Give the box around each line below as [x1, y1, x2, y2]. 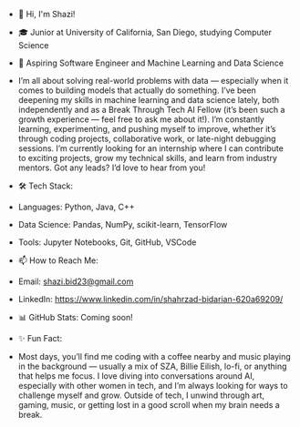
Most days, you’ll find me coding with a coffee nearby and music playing [17, 351, 292, 361]
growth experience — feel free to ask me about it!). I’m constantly [17, 114, 264, 125]
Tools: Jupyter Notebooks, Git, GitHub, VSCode [17, 237, 197, 248]
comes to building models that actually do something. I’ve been [17, 85, 257, 96]
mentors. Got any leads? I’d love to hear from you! [17, 162, 206, 173]
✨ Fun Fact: [17, 333, 62, 343]
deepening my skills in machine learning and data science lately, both [17, 95, 280, 105]
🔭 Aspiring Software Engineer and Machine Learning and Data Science [17, 57, 284, 68]
